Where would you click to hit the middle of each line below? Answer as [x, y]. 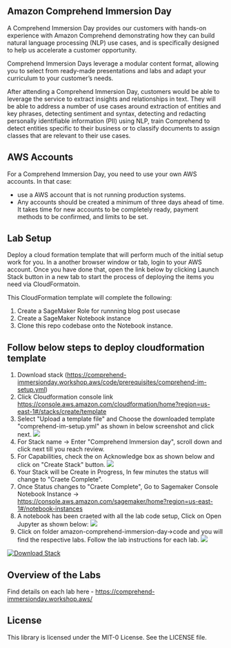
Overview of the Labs [54, 575]
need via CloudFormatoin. [44, 284]
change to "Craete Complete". [60, 479]
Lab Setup [29, 239]
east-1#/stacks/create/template [62, 412]
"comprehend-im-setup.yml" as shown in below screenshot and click [115, 426]
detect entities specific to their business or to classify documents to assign [114, 128]
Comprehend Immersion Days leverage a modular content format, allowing [113, 63]
